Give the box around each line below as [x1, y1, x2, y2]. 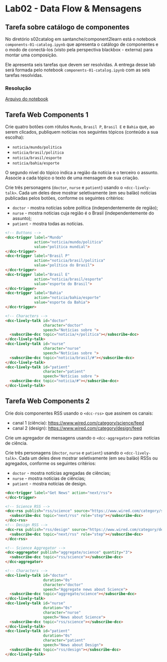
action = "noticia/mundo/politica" [34, 239, 103, 244]
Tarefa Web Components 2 [5, 397, 90, 406]
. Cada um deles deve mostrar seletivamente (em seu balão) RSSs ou [16, 455, 158, 461]
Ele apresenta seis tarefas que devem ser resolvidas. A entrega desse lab [5, 62, 156, 67]
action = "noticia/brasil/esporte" [34, 276, 103, 282]
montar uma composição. [5, 52, 58, 58]
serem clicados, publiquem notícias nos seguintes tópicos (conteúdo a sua [5, 129, 158, 135]
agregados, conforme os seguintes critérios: [5, 460, 96, 466]
